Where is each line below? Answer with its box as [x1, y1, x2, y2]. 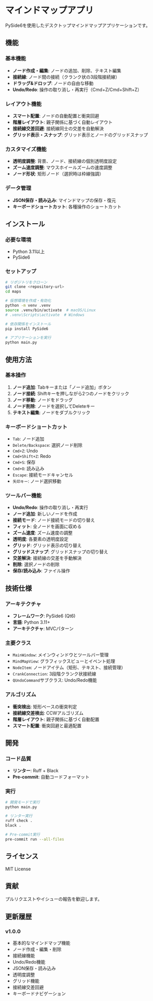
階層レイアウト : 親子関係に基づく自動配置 [12, 716, 99, 722]
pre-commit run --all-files [5, 837, 65, 842]
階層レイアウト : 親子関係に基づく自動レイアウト [12, 119, 113, 125]
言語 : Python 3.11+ [12, 619, 50, 625]
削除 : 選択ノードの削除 [12, 561, 60, 567]
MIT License [5, 866, 31, 872]
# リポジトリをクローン [5, 279, 47, 285]
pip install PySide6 [5, 326, 49, 331]
